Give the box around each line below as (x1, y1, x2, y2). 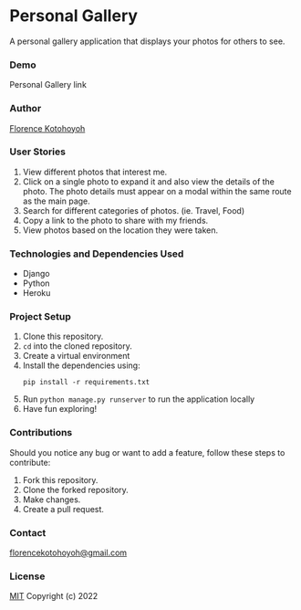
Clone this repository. (22, 331, 104, 342)
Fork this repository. (22, 474, 99, 485)
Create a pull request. (22, 503, 105, 514)
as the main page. (22, 195, 91, 206)
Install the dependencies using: (22, 360, 140, 371)
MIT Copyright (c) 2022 (9, 591, 99, 602)
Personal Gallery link (9, 79, 87, 90)
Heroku (22, 288, 51, 299)
